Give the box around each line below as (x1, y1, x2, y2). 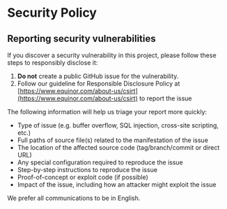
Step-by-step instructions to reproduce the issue (17, 166, 158, 173)
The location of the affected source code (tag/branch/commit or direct (17, 144, 220, 151)
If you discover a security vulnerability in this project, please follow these (7, 51, 217, 59)
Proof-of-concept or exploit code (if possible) (17, 173, 148, 181)
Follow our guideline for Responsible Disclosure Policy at (17, 79, 180, 88)
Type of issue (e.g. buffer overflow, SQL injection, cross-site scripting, (17, 121, 219, 130)
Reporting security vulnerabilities (7, 33, 156, 45)
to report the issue (139, 94, 192, 102)
